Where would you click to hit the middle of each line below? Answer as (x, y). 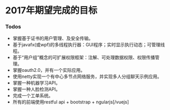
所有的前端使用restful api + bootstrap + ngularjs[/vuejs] (70, 102)
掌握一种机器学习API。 (36, 83)
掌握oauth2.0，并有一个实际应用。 (49, 70)
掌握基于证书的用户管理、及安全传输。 (53, 38)
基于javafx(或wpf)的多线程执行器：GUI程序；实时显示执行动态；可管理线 (89, 45)
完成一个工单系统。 (33, 96)
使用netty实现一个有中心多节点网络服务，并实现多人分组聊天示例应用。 (87, 76)
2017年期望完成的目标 (51, 10)
